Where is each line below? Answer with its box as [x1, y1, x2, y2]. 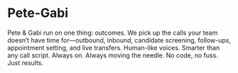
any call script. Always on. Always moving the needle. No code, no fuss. [7, 51, 219, 60]
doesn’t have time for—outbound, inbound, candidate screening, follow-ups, [7, 35, 232, 44]
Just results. [7, 58, 44, 67]
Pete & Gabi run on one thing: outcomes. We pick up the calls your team [7, 28, 218, 37]
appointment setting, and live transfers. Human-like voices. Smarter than [7, 43, 220, 52]
